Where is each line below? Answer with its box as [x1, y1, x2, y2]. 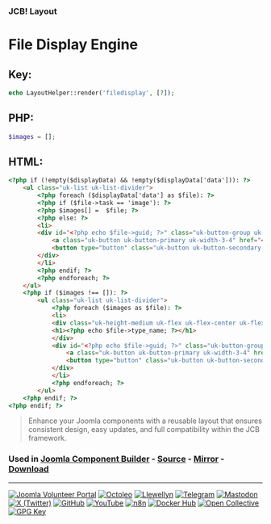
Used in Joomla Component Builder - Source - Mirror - [8, 454, 225, 465]
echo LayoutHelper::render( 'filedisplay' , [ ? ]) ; [8, 89, 175, 97]
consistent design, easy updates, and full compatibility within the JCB [27, 425, 261, 434]
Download [8, 463, 50, 475]
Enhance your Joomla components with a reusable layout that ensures [27, 416, 262, 425]
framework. [27, 434, 67, 443]
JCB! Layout [8, 6, 58, 17]
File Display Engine [8, 36, 139, 54]
